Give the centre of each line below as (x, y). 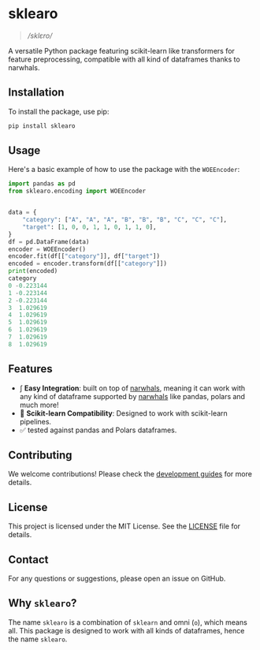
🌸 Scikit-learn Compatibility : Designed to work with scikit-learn (124, 413)
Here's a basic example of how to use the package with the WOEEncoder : (124, 170)
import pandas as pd (42, 184)
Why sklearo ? (43, 603)
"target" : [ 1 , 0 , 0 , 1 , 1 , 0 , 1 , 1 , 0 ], (89, 227)
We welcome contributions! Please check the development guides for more (130, 474)
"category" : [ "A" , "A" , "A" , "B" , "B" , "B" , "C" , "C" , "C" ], (125, 220)
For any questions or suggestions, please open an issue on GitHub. (117, 579)
